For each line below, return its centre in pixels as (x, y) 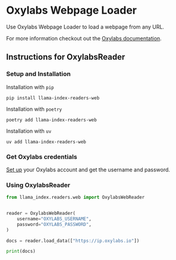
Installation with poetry (34, 109)
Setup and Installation (39, 74)
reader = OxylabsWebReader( (41, 214)
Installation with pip (30, 87)
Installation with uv (29, 131)
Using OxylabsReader (38, 185)
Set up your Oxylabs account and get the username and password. (88, 170)
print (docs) (21, 251)
